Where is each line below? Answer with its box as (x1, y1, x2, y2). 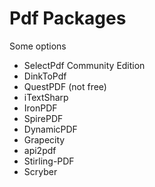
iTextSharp (23, 91, 69, 103)
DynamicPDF (23, 123, 78, 135)
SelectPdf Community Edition (23, 59, 146, 71)
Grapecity (23, 133, 66, 146)
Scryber (23, 165, 58, 177)
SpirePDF (23, 112, 64, 124)
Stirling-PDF (23, 155, 75, 167)
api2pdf (23, 144, 57, 156)
